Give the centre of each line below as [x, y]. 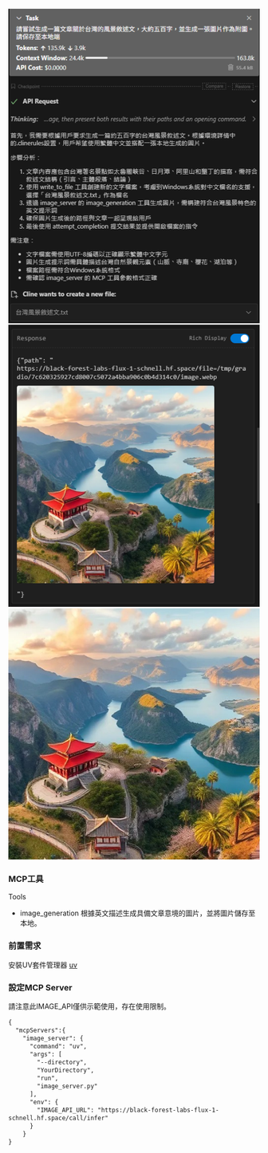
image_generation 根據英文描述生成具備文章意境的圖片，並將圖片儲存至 [138, 913]
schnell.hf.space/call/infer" [59, 1118]
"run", [48, 1078]
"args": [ [45, 1054]
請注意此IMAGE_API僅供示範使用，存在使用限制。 [90, 1006]
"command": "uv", [58, 1046]
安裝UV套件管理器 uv [43, 965]
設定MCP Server [40, 987]
